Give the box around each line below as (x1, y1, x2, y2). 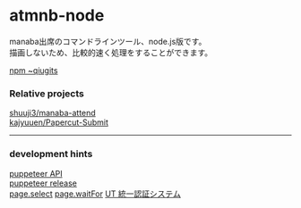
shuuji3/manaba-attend (9, 108, 96, 119)
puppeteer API (9, 168, 63, 179)
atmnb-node (9, 5, 105, 26)
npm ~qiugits (9, 64, 58, 76)
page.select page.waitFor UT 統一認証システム (9, 188, 181, 199)
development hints (9, 148, 93, 161)
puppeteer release (9, 178, 78, 188)
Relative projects (9, 87, 85, 99)
